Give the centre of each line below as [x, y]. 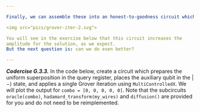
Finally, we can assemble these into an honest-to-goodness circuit [93, 17]
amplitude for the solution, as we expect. [61, 44]
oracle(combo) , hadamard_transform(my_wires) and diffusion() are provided [99, 97]
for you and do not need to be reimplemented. [62, 103]
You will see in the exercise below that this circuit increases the [94, 38]
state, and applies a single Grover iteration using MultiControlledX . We [99, 84]
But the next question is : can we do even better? [70, 49]
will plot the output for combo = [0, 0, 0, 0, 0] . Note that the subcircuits [96, 90]
